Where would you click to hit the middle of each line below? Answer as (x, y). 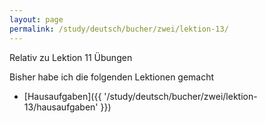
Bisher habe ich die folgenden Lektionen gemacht (112, 77)
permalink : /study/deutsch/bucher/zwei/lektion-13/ (119, 29)
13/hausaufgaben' (61, 107)
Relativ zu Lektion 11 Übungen (71, 57)
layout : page (36, 19)
